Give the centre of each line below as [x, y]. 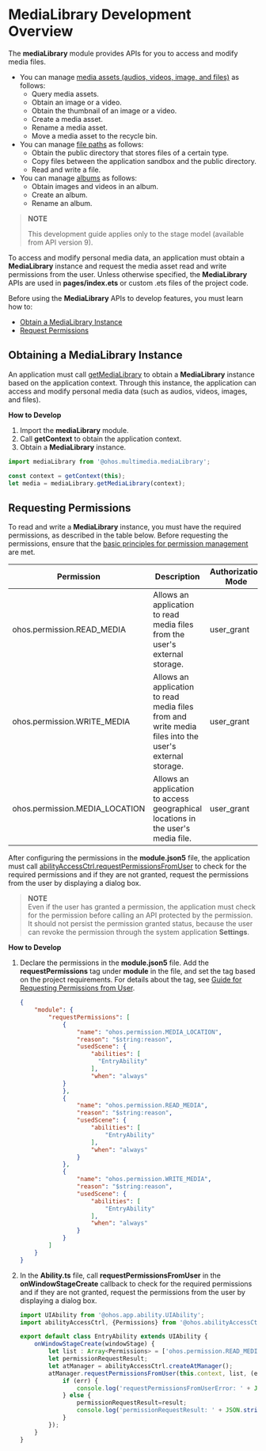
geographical [178, 809]
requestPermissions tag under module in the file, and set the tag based [137, 971]
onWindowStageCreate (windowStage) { [95, 1344]
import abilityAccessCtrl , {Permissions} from [98, 1322]
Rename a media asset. [70, 127]
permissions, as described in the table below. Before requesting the [118, 535]
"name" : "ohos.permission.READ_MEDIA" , [142, 1106]
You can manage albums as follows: [78, 178]
